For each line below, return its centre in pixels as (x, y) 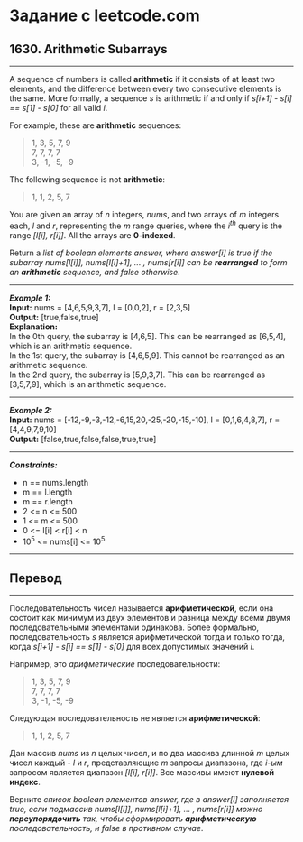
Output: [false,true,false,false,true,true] (83, 439)
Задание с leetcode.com (105, 16)
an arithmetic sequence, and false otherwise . (95, 272)
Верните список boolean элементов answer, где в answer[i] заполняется (149, 800)
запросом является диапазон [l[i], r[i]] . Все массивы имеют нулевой (142, 773)
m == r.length (48, 501)
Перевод (36, 578)
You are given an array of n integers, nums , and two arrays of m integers (144, 214)
